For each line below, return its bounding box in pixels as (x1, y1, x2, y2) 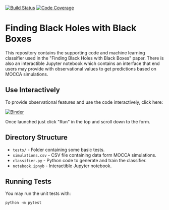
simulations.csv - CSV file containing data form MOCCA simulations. (12, 152, 156, 158)
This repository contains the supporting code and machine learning (5, 49, 145, 55)
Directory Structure (5, 133, 68, 142)
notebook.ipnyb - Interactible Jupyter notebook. (12, 163, 112, 169)
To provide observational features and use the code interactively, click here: (5, 99, 163, 105)
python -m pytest (5, 200, 42, 205)
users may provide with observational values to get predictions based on (5, 65, 156, 72)
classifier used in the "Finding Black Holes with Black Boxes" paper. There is (5, 55, 164, 61)
